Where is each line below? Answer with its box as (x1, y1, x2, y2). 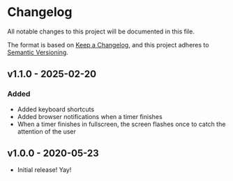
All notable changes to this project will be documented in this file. (7, 27, 195, 36)
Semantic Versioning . (7, 48, 68, 56)
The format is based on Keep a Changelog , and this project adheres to (7, 40, 209, 49)
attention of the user (17, 127, 77, 136)
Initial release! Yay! (17, 166, 72, 174)
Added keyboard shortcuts (17, 105, 95, 113)
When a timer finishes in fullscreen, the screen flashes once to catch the (17, 120, 226, 128)
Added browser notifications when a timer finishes (17, 112, 163, 120)
